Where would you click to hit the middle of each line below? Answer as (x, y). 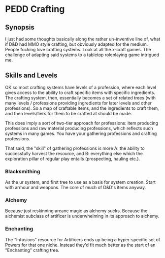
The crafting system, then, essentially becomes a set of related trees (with (81, 97)
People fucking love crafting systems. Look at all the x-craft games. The (78, 49)
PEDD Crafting (35, 9)
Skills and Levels (31, 76)
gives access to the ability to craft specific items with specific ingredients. (80, 93)
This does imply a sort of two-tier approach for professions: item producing (82, 123)
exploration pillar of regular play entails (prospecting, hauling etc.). (73, 159)
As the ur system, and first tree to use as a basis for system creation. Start (81, 182)
